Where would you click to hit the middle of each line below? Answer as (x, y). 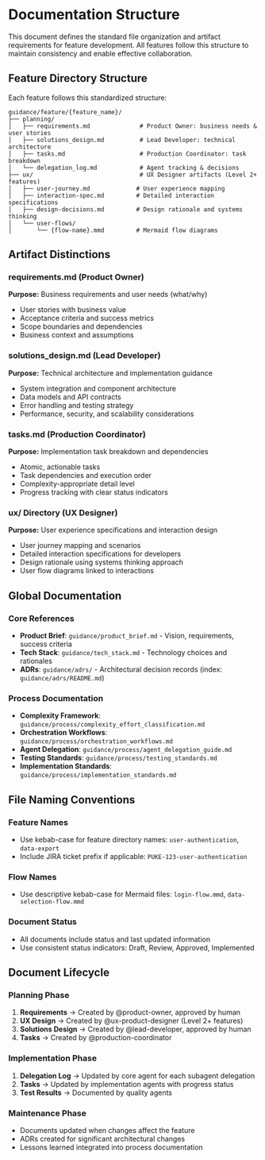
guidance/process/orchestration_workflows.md (96, 742)
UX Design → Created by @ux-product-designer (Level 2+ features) (131, 1021)
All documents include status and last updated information (115, 939)
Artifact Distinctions (60, 254)
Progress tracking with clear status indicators (94, 492)
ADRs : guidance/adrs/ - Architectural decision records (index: (121, 669)
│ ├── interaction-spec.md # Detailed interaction (111, 195)
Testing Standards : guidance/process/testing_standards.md (119, 758)
